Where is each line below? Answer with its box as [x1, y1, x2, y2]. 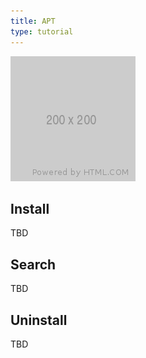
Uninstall [10, 311, 68, 329]
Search [10, 256, 57, 273]
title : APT [10, 16, 56, 26]
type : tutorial [10, 26, 74, 37]
